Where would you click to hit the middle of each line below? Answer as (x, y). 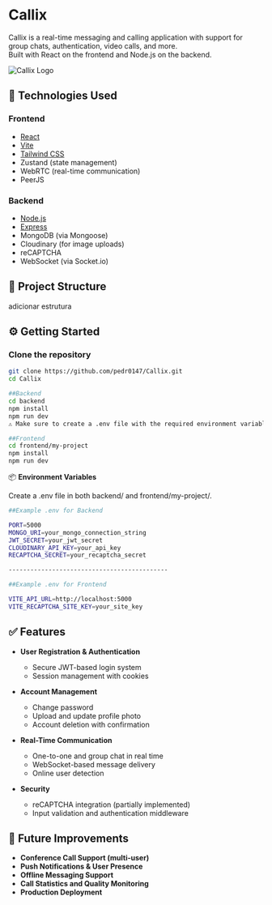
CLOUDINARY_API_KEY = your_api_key (65, 548)
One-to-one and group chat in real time (98, 756)
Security (35, 788)
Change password (63, 707)
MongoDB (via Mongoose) (64, 235)
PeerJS (32, 179)
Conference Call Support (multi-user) (85, 858)
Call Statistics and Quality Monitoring (85, 884)
